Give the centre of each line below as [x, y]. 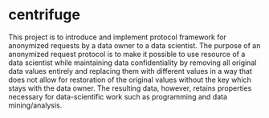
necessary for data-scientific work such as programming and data [118, 96]
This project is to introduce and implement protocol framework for [118, 37]
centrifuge [44, 15]
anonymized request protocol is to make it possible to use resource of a [127, 54]
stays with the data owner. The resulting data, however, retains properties [130, 88]
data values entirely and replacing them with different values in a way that [130, 71]
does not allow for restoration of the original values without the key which [130, 79]
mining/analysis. [35, 105]
